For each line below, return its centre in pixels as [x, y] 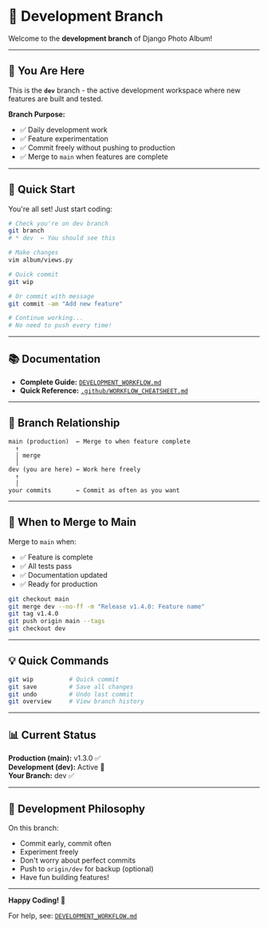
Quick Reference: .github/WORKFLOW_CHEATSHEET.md [104, 391]
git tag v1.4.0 [33, 614]
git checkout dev [37, 629]
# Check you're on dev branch [59, 223]
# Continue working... [46, 318]
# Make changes [33, 253]
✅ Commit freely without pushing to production [97, 148]
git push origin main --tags [57, 622]
